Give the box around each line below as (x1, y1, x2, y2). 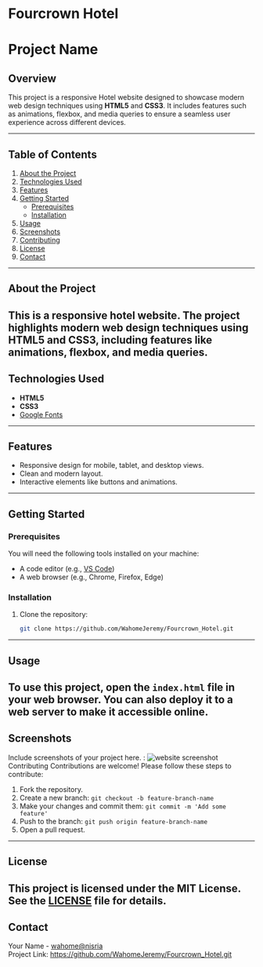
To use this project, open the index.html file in (8, 681, 236, 695)
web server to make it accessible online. (8, 706, 209, 719)
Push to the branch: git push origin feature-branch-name (19, 816, 208, 826)
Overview (8, 71, 57, 85)
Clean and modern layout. (19, 469, 103, 479)
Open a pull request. (19, 825, 86, 834)
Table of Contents (8, 148, 98, 161)
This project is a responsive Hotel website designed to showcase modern (8, 93, 245, 102)
